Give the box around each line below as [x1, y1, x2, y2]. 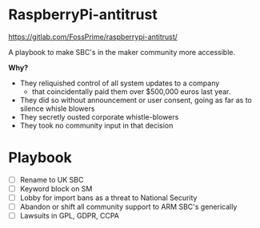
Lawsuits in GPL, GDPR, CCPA [19, 211, 120, 221]
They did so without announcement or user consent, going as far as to [19, 95, 252, 104]
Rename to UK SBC [19, 175, 84, 184]
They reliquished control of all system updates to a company [19, 78, 220, 88]
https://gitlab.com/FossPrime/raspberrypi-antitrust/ [8, 32, 178, 41]
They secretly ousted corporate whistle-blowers [19, 112, 179, 121]
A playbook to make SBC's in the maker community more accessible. [8, 47, 236, 57]
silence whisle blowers [19, 104, 95, 113]
